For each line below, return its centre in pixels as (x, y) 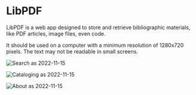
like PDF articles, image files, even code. (56, 33)
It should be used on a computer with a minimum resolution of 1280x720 (95, 45)
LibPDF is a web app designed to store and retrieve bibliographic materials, (98, 27)
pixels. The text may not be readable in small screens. (72, 51)
